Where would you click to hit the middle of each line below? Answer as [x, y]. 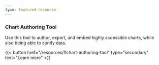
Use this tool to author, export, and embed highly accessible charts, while [79, 37]
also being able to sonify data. [36, 43]
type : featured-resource [31, 10]
